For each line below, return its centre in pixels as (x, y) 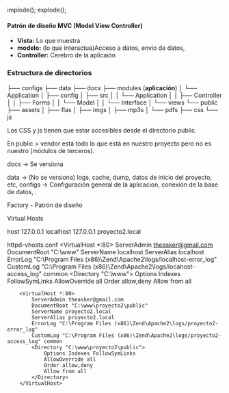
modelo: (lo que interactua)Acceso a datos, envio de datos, (101, 48)
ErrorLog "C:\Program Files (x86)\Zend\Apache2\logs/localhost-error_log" (112, 259)
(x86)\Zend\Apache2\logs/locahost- (144, 267)
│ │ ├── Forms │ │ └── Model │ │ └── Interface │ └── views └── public (112, 103)
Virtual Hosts (25, 218)
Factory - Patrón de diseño (45, 205)
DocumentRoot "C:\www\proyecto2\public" (90, 306)
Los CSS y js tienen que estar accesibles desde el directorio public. (102, 130)
